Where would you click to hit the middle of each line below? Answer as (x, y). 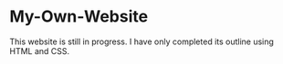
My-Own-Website (79, 17)
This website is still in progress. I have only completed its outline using (141, 41)
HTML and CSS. (40, 50)
